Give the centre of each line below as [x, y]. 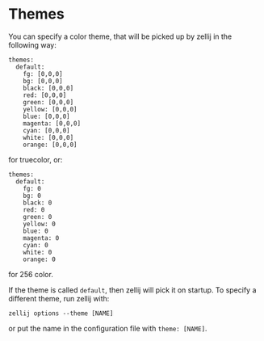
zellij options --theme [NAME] [61, 313]
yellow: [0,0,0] [50, 109]
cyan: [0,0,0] [46, 130]
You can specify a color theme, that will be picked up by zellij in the [120, 36]
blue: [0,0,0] [46, 116]
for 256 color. [31, 274]
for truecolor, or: [36, 159]
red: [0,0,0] [45, 95]
